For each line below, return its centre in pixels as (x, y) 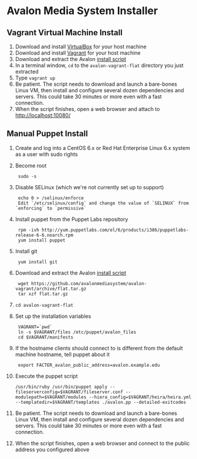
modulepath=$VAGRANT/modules (51, 397)
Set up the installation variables (53, 316)
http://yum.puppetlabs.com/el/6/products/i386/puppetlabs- (115, 230)
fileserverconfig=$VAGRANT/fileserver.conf (69, 392)
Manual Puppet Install (47, 134)
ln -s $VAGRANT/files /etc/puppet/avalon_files (77, 332)
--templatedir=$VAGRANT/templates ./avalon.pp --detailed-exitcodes (101, 402)
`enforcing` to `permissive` (51, 208)
